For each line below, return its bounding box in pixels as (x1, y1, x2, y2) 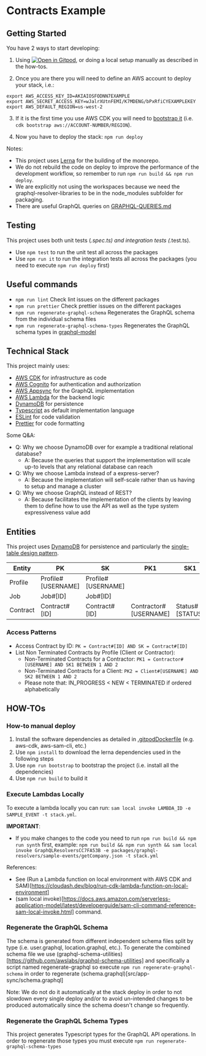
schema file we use (6, 950, 56, 958)
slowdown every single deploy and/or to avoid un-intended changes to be (6, 995, 193, 1002)
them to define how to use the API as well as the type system (24, 502, 179, 510)
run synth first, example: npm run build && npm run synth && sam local (15, 841, 197, 848)
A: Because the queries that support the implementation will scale (24, 457, 191, 464)
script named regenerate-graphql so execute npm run (6, 963, 141, 971)
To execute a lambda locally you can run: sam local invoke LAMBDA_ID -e (6, 804, 191, 811)
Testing (6, 220, 36, 231)
